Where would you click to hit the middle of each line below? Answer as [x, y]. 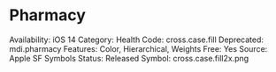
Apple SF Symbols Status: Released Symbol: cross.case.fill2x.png [129, 58]
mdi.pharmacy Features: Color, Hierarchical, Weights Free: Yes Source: [138, 48]
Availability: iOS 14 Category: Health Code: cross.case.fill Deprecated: [136, 40]
